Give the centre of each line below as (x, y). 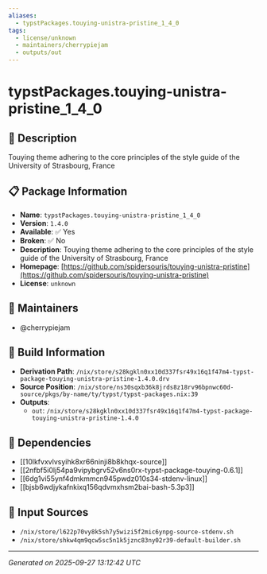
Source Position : (47, 387)
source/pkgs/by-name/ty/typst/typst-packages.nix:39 (109, 394)
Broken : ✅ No (43, 240)
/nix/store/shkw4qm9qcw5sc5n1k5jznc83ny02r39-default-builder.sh (130, 541)
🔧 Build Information (57, 353)
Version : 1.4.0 (44, 223)
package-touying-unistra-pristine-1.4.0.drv (95, 379)
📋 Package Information (68, 192)
